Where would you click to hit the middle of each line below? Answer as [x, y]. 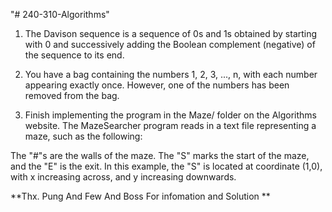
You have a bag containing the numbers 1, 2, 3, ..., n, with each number [171, 74]
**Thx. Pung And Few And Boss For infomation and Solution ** [140, 196]
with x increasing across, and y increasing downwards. [123, 177]
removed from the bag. [72, 95]
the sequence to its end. [74, 55]
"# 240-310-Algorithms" [60, 14]
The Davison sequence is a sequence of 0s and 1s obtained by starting [171, 33]
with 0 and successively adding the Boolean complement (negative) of [170, 44]
